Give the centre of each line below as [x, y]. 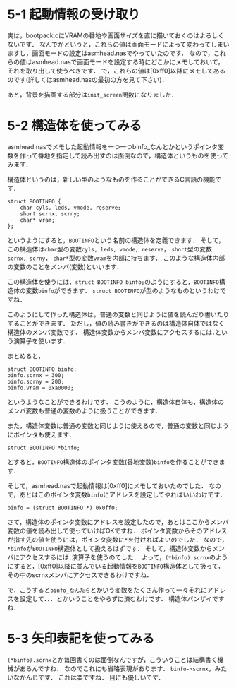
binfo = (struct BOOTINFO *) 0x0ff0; [63, 508]
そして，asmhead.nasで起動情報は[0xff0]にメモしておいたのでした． [107, 485]
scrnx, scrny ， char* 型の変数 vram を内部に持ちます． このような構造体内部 [116, 258]
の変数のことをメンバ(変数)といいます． [65, 266]
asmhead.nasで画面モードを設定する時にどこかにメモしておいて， [128, 61]
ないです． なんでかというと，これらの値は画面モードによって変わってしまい [118, 44]
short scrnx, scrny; [50, 214]
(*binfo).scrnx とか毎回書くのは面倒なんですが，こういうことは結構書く [112, 659]
